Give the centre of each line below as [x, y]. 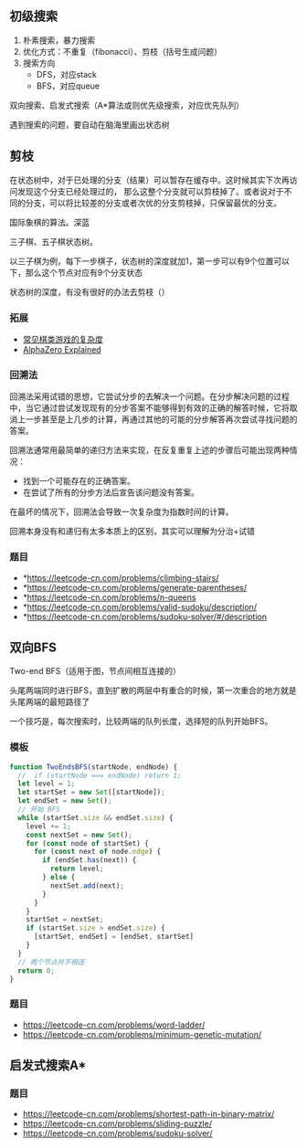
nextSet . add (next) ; [87, 885]
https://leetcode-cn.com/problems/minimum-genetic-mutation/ [142, 1034]
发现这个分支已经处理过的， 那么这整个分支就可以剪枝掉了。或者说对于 [150, 191]
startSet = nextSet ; [65, 920]
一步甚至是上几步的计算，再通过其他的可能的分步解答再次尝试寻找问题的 [161, 419]
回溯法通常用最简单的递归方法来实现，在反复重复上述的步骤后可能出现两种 [149, 450]
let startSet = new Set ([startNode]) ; [92, 793]
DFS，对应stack [67, 74]
